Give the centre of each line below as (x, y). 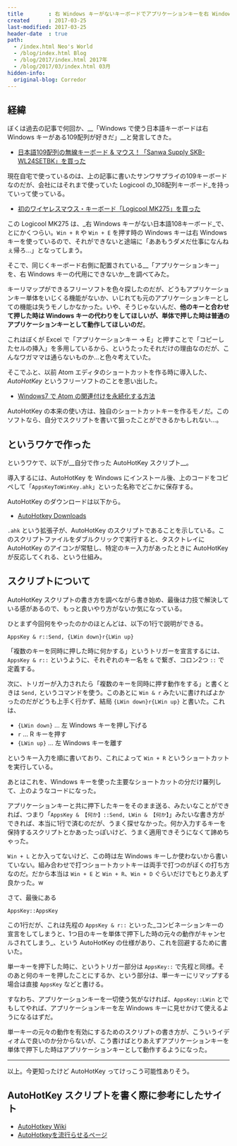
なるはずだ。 (38, 1017)
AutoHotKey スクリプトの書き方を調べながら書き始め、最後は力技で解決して (118, 600)
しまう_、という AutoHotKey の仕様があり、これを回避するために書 (129, 942)
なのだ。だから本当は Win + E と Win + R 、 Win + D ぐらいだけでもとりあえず (118, 873)
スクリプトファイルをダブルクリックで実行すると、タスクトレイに (109, 539)
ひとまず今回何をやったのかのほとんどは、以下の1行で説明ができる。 (107, 624)
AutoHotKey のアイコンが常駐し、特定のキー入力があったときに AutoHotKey (118, 548)
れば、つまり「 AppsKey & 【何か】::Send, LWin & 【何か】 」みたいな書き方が (116, 814)
